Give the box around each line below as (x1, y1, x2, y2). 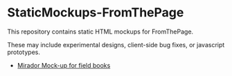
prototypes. (7, 48, 40, 56)
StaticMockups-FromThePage (7, 5, 184, 21)
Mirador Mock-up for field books (17, 61, 111, 69)
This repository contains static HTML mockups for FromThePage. (7, 27, 194, 36)
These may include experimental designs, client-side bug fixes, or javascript (7, 40, 225, 49)
